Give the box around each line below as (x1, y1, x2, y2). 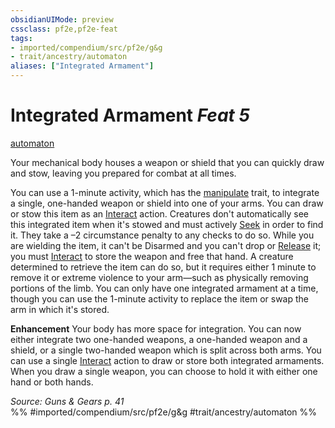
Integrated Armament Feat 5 (10, 104, 250, 127)
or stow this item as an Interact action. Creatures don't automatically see (10, 207, 309, 220)
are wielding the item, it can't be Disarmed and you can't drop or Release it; (10, 239, 322, 251)
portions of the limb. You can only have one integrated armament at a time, (10, 282, 319, 294)
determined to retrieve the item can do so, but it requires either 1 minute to (10, 261, 317, 273)
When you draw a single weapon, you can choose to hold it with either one (10, 365, 318, 377)
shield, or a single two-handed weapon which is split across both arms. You (10, 344, 322, 356)
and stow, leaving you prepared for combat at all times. (10, 167, 237, 179)
